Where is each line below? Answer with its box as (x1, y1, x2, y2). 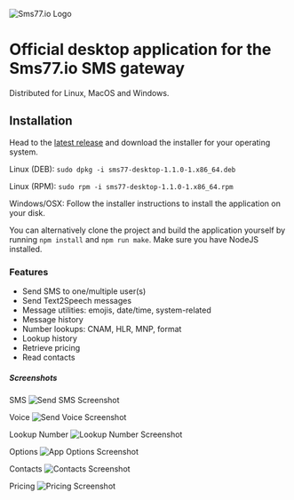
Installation (9, 114, 73, 129)
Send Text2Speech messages (21, 296, 131, 306)
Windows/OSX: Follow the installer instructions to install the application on (9, 198, 282, 209)
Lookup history (21, 333, 78, 344)
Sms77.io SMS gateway (9, 59, 185, 79)
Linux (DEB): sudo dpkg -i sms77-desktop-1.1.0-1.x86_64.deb (9, 163, 236, 174)
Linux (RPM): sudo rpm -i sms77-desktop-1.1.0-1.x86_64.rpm (9, 180, 234, 191)
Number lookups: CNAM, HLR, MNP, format (21, 324, 182, 335)
